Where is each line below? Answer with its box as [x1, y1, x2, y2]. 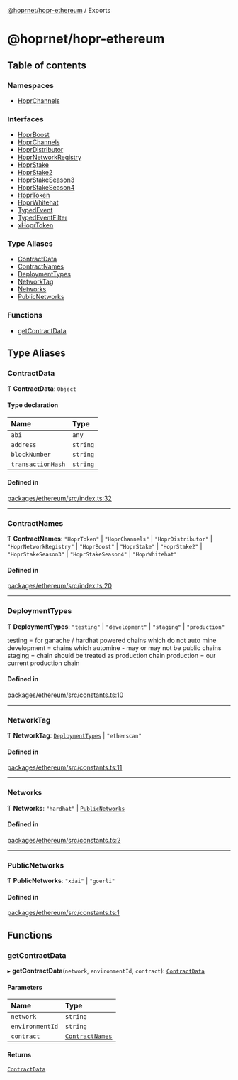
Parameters [7, 983, 42, 991]
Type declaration [7, 401, 59, 409]
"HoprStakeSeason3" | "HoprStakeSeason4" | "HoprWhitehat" [7, 550, 178, 558]
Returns [7, 1050, 32, 1059]
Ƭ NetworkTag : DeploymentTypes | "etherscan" [7, 731, 142, 740]
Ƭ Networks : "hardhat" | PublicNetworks [7, 804, 125, 812]
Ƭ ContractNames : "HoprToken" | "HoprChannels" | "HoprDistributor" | [7, 534, 212, 543]
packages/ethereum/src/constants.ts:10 [7, 691, 124, 699]
